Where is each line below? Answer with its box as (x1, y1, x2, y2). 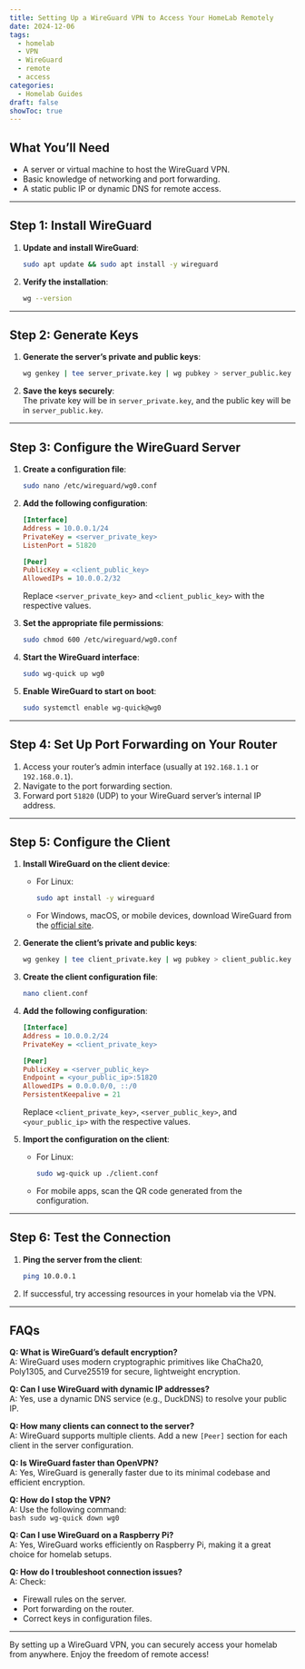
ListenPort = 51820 (22, 541, 97, 550)
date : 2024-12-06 (9, 22, 75, 31)
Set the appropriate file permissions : (22, 618, 164, 629)
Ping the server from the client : (22, 1254, 143, 1265)
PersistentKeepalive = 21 (22, 1090, 121, 1099)
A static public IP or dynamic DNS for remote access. (22, 184, 221, 194)
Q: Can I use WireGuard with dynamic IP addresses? (9, 1384, 211, 1395)
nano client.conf (22, 989, 89, 998)
